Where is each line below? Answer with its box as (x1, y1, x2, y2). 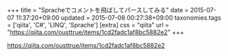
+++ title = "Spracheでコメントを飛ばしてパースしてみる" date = (7, 6, 189, 14)
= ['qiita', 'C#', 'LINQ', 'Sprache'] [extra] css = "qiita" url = (7, 21, 170, 29)
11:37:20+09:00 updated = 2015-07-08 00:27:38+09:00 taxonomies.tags (16, 14, 221, 22)
